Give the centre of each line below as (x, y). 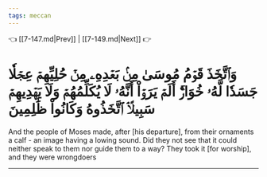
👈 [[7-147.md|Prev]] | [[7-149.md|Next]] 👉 (80, 39)
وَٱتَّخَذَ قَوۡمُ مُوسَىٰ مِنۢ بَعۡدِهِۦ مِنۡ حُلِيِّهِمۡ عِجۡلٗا (122, 74)
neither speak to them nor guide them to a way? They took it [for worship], (130, 148)
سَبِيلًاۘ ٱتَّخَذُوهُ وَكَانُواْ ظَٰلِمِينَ (81, 109)
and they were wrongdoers (52, 157)
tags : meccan (30, 16)
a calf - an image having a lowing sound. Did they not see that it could (122, 140)
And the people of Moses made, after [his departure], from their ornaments (131, 132)
